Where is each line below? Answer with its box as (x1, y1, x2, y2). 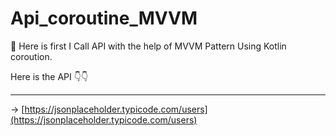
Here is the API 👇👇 (10, 70, 89, 82)
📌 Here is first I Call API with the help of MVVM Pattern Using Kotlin (10, 40, 287, 52)
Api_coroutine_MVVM (10, 7, 198, 30)
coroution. (10, 50, 53, 62)
